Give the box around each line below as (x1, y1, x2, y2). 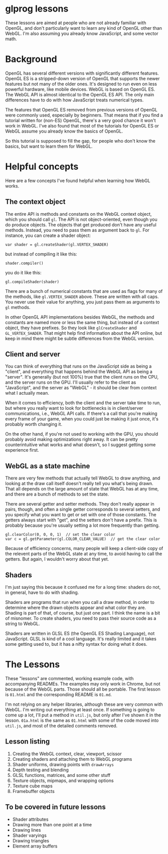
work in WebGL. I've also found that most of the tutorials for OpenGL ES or (5, 123, 159, 129)
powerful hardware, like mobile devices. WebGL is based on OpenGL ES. (5, 86, 155, 92)
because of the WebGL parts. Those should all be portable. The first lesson (5, 686, 160, 692)
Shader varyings (12, 832, 47, 838)
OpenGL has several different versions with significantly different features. (5, 70, 159, 76)
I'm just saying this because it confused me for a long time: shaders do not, (5, 584, 161, 590)
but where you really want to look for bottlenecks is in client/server (5, 405, 143, 411)
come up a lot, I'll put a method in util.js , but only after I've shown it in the (5, 712, 161, 718)
